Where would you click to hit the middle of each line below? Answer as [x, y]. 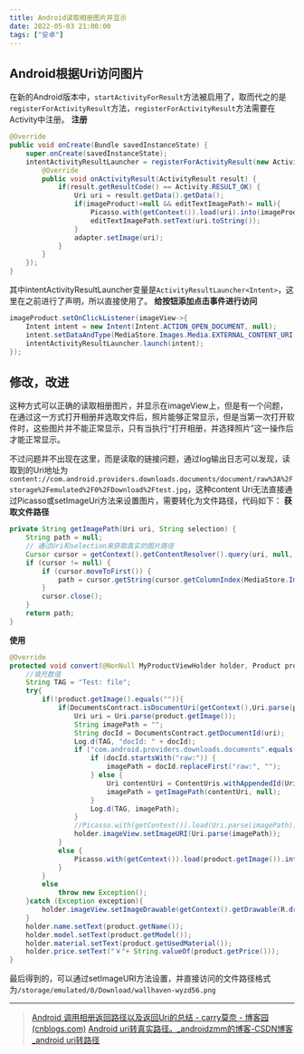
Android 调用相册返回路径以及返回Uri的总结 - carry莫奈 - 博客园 [150, 1018]
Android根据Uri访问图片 [77, 73]
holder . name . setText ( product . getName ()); [104, 926]
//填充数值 [43, 674]
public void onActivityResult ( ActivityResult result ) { [149, 179]
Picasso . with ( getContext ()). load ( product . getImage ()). [179, 859]
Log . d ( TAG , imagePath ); [135, 809]
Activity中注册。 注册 [48, 119]
